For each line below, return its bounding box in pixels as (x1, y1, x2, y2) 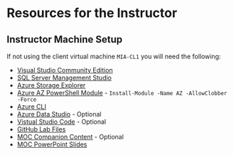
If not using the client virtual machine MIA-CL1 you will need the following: (6, 52, 221, 60)
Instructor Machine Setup (6, 33, 122, 46)
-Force (16, 96, 37, 103)
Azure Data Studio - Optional (16, 110, 102, 118)
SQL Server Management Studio (16, 73, 112, 82)
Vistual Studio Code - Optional (16, 117, 107, 126)
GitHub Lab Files (16, 125, 66, 133)
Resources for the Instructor (6, 5, 178, 21)
